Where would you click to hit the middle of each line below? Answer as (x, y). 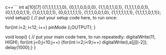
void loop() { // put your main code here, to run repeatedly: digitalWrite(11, (80, 37)
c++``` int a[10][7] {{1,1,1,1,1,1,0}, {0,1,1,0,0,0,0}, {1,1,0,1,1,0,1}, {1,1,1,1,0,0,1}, (77, 7)
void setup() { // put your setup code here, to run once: (61, 18)
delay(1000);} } (21, 47)
